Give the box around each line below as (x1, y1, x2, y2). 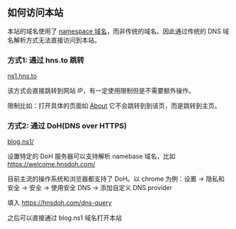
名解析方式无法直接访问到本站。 (7, 35, 101, 44)
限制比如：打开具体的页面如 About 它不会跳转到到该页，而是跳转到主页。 (7, 101, 221, 110)
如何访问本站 (7, 6, 64, 19)
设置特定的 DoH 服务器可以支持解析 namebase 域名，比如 (7, 152, 176, 161)
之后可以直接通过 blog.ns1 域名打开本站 (7, 213, 123, 222)
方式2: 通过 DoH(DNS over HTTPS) (7, 121, 128, 131)
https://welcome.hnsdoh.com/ (7, 160, 96, 169)
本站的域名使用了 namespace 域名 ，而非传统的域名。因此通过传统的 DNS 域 (7, 27, 230, 35)
